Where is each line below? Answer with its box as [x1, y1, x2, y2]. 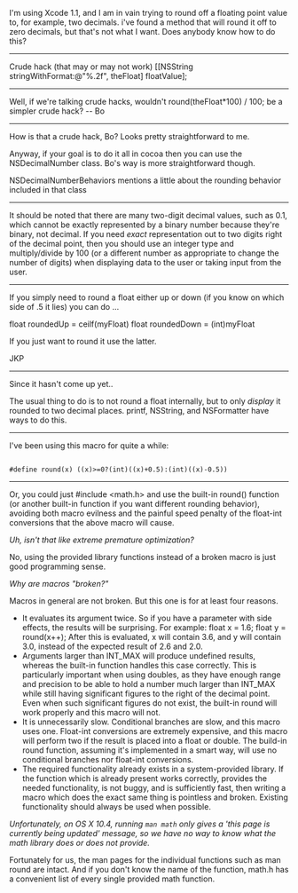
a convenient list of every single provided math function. [9, 873, 216, 884]
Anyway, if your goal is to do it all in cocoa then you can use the [9, 148, 242, 159]
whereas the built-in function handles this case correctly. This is [21, 660, 257, 670]
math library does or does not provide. [9, 838, 151, 848]
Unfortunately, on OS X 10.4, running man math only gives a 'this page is [9, 818, 271, 829]
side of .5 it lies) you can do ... [9, 302, 120, 312]
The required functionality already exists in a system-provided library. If [21, 763, 284, 774]
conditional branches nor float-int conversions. [21, 755, 194, 764]
